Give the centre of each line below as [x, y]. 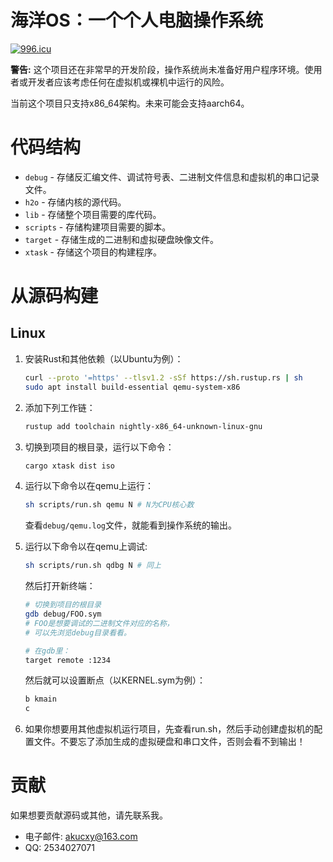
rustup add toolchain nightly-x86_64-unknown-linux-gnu [143, 426]
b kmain [40, 699]
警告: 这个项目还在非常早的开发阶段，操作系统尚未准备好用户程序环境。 [157, 69]
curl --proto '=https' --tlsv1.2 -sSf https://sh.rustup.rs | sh [163, 377]
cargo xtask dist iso [69, 466]
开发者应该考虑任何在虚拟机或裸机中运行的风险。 [128, 82]
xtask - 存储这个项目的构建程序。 [93, 252]
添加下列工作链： [60, 407]
